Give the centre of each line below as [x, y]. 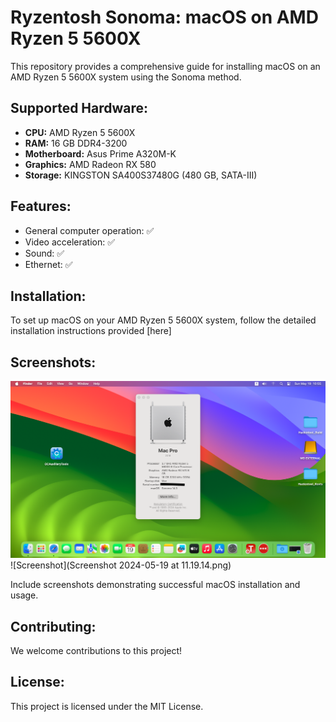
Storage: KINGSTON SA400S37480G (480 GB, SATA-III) [141, 175]
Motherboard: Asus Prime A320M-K [100, 153]
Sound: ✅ [44, 253]
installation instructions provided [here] [91, 331]
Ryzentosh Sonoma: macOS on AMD [164, 17]
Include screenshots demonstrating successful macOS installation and [155, 585]
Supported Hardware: [79, 108]
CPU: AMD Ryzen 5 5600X [80, 132]
